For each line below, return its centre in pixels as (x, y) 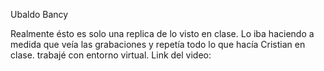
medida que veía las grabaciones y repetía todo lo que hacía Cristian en (158, 44)
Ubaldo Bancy (39, 14)
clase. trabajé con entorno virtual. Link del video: (111, 55)
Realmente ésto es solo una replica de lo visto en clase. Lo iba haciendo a (162, 33)
